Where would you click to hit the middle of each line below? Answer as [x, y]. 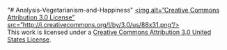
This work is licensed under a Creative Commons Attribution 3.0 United [109, 32]
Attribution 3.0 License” [41, 17]
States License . [29, 40]
